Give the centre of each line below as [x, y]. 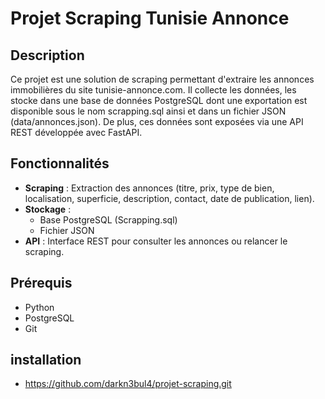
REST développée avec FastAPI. [76, 132]
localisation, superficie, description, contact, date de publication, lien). [169, 198]
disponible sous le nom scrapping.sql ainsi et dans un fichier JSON [148, 111]
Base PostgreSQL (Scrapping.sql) [108, 219]
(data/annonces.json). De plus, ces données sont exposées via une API [157, 121]
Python [39, 307]
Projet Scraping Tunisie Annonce [150, 18]
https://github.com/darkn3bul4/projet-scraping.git [128, 384]
